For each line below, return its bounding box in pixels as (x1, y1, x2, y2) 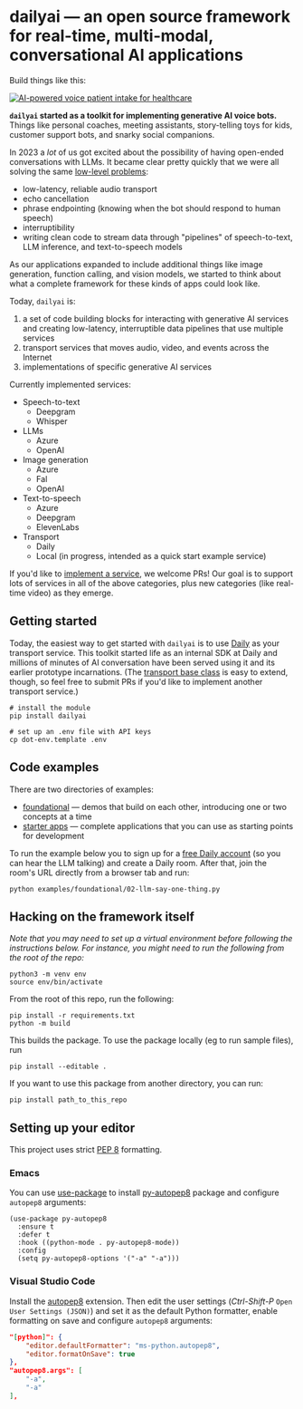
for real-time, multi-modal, (9, 25, 214, 46)
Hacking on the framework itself (9, 909, 194, 924)
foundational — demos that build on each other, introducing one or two (22, 801, 288, 812)
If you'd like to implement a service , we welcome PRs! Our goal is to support (9, 568, 294, 579)
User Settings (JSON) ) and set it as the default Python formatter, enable (9, 1305, 279, 1316)
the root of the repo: (9, 952, 84, 963)
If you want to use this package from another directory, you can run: (9, 1078, 264, 1089)
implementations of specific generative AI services (22, 361, 213, 372)
